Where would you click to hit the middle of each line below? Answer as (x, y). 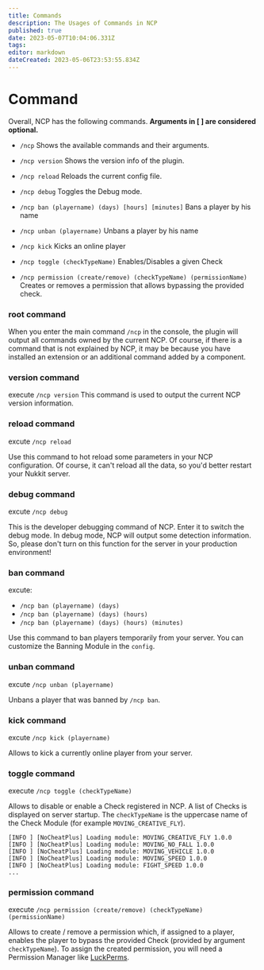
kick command (37, 720)
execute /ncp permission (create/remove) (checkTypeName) (106, 910)
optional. (23, 130)
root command (37, 314)
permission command (51, 893)
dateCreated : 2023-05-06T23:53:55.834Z (74, 60)
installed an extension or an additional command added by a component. (127, 357)
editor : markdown (37, 52)
